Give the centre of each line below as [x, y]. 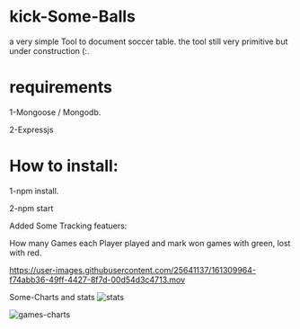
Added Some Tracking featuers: [68, 226]
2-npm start [31, 208]
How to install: [64, 166]
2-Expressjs [31, 129]
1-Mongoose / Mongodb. [55, 112]
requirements [61, 88]
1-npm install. [34, 191]
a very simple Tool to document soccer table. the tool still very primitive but [149, 41]
